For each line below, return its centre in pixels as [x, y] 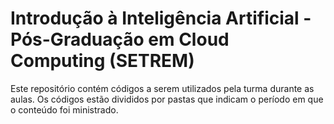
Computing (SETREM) [102, 61]
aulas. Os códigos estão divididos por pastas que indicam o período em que [167, 99]
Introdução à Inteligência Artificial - [161, 18]
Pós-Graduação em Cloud [120, 39]
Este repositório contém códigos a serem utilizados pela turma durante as [162, 88]
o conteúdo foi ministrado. [64, 109]
